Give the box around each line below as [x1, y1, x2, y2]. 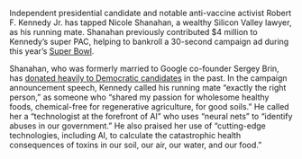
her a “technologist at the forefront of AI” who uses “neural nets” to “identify [9, 111, 293, 121]
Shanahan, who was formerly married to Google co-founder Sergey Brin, [9, 63, 279, 74]
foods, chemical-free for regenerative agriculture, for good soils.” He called [9, 102, 290, 111]
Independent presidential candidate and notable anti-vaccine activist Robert [9, 8, 292, 18]
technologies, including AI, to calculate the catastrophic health [9, 130, 242, 140]
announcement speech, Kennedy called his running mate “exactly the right [9, 83, 287, 93]
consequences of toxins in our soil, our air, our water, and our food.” [9, 139, 262, 150]
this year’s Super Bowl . [9, 46, 95, 57]
